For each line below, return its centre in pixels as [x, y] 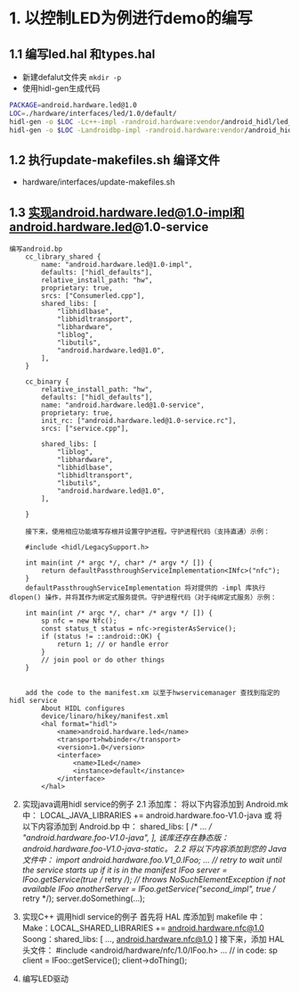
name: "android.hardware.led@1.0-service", [123, 405]
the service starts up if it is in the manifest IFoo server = [125, 870]
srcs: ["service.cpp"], [85, 429]
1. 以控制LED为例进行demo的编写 [131, 18]
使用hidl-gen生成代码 [61, 88]
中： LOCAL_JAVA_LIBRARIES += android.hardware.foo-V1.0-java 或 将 [152, 815]
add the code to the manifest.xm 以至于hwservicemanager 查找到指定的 [153, 693]
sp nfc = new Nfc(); [79, 621]
